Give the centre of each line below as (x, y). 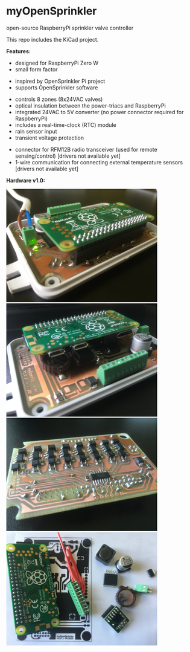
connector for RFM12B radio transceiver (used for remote (86, 149)
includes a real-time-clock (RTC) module (65, 124)
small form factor (36, 69)
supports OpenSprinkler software (56, 87)
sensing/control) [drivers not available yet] (68, 156)
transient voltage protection (49, 138)
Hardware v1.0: (26, 180)
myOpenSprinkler (52, 11)
